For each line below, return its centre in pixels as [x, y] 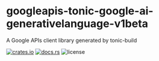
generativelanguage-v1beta [77, 24]
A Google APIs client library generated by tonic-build [72, 40]
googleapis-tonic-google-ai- [80, 11]
